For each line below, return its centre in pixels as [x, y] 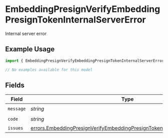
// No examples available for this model [49, 70]
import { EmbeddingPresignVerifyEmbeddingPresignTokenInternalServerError [85, 61]
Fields [15, 85]
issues [15, 128]
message [17, 109]
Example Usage [30, 49]
